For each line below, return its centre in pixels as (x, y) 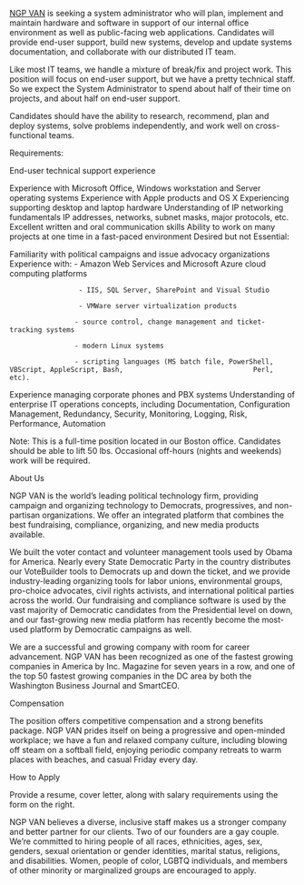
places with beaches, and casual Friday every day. (104, 759)
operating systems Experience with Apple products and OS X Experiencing (149, 198)
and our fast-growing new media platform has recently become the (135, 619)
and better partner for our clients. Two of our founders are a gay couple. (144, 832)
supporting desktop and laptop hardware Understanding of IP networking (147, 207)
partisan (25, 515)
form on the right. (42, 805)
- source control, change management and (153, 322)
